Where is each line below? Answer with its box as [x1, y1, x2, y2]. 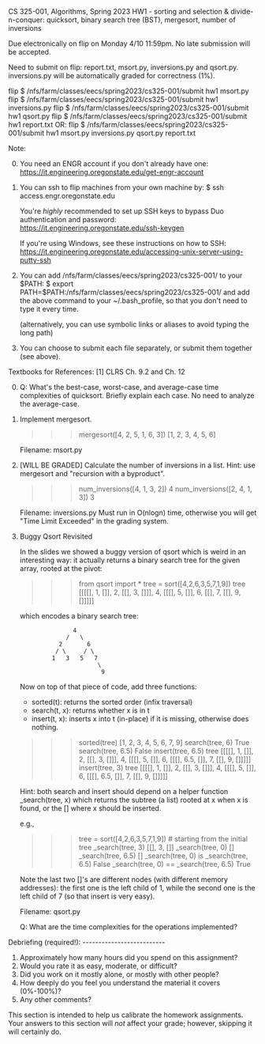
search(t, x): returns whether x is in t [31, 705, 150, 715]
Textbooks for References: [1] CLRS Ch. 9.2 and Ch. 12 [8, 367, 185, 376]
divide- [230, 7, 254, 16]
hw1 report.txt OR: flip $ [8, 120, 85, 129]
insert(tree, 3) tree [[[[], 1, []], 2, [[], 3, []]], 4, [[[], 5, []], [78, 763, 256, 772]
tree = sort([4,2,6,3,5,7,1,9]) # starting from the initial [78, 834, 248, 843]
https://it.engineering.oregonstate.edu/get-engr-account [19, 168, 204, 176]
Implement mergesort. [19, 414, 92, 424]
